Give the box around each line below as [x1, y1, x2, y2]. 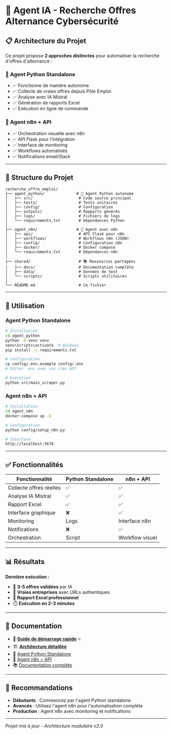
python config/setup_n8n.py [5, 427, 66, 433]
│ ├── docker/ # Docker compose [5, 245, 116, 250]
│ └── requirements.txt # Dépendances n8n [5, 249, 118, 255]
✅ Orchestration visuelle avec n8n [12, 130, 85, 136]
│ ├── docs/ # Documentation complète [5, 265, 134, 270]
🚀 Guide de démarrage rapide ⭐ [12, 636, 81, 642]
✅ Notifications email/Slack [12, 153, 71, 159]
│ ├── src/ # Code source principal [5, 196, 132, 201]
